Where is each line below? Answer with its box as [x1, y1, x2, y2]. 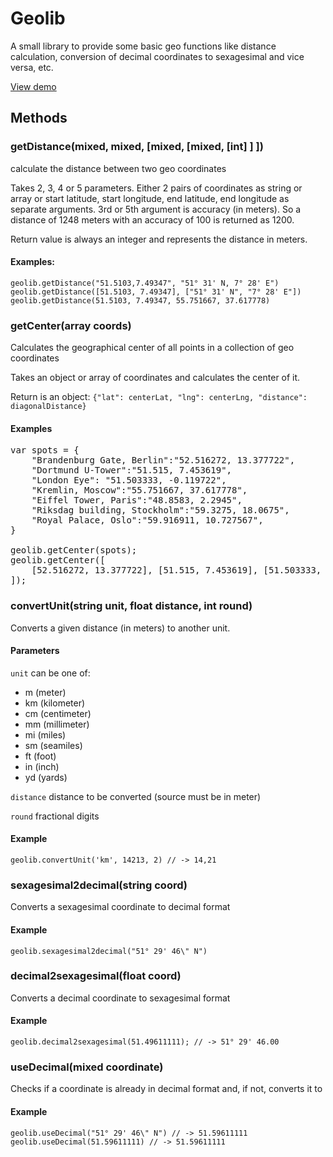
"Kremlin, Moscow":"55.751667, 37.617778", [31, 485, 248, 496]
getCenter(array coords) [10, 318, 132, 332]
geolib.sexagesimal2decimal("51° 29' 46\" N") [10, 946, 208, 956]
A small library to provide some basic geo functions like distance [10, 40, 277, 52]
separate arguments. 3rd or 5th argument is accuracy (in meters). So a [10, 203, 302, 215]
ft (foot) [24, 750, 57, 762]
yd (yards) [24, 771, 68, 783]
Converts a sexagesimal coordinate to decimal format [10, 901, 231, 913]
